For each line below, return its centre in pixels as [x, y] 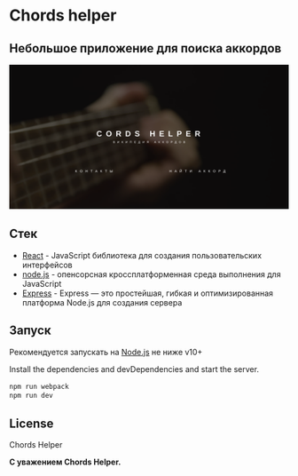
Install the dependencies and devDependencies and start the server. [134, 369]
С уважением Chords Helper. [65, 462]
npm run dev [31, 396]
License [31, 423]
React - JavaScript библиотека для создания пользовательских [142, 255]
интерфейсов [47, 265]
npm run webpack [39, 386]
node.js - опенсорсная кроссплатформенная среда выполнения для [151, 274]
